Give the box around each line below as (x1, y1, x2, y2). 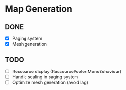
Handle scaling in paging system (12, 74, 78, 80)
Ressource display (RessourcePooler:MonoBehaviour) (12, 68, 122, 74)
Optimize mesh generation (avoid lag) (12, 79, 88, 86)
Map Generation (5, 3, 73, 15)
